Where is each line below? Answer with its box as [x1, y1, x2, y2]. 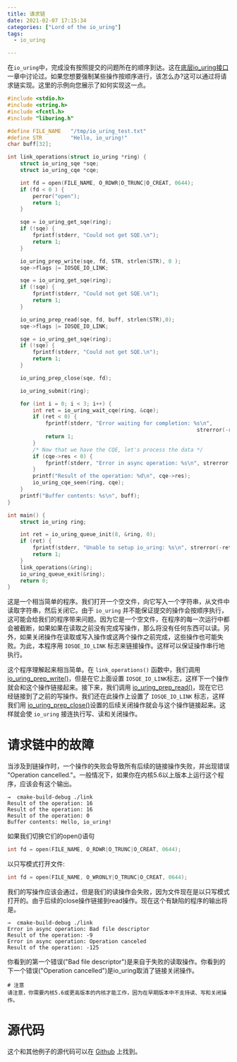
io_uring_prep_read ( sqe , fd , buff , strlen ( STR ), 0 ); [20, 316, 175, 323]
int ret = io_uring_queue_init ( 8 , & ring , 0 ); [20, 531, 157, 538]
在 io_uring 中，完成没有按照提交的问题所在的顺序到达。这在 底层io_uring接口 [7, 63, 229, 72]
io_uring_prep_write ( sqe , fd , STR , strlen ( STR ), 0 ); [20, 258, 181, 265]
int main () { [7, 511, 46, 519]
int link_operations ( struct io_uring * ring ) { [7, 154, 147, 161]
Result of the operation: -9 [7, 932, 93, 939]
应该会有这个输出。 [19, 780, 75, 788]
